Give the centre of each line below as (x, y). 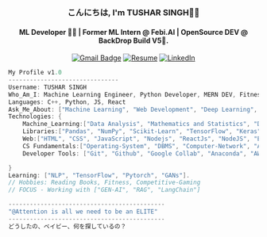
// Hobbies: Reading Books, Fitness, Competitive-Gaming (104, 183)
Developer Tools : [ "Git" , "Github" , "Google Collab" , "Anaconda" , (135, 153)
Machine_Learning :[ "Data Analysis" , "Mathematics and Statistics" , (136, 124)
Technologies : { (35, 117)
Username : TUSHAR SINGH (48, 87)
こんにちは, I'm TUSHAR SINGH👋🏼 (133, 12)
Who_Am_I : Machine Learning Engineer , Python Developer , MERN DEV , (122, 94)
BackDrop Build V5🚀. (133, 40)
